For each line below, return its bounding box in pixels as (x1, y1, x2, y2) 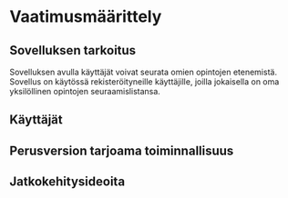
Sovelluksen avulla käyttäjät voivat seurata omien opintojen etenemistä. (9, 66, 278, 77)
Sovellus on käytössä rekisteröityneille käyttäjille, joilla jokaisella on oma (9, 76, 280, 87)
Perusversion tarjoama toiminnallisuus (9, 143, 234, 158)
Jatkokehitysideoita (9, 174, 126, 190)
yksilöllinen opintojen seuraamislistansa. (9, 86, 161, 96)
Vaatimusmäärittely (9, 6, 162, 27)
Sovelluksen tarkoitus (9, 43, 137, 58)
